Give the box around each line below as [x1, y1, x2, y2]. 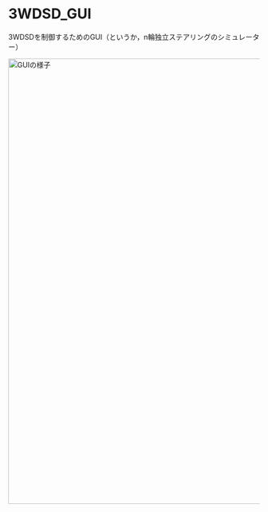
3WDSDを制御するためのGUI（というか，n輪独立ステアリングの [8, 32, 218, 41]
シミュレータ [217, 32, 260, 41]
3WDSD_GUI [8, 5, 92, 23]
